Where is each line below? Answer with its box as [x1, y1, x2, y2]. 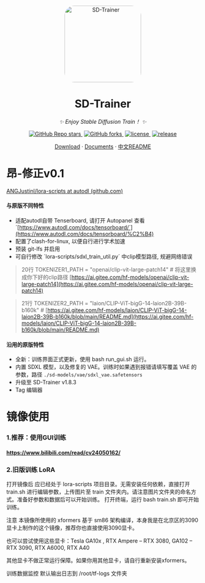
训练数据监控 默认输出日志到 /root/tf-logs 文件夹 [6, 570, 127, 577]
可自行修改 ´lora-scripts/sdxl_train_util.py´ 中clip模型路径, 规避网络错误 [15, 253, 193, 261]
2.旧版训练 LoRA [6, 465, 56, 474]
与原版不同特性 [6, 202, 44, 210]
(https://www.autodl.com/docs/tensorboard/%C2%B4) [15, 231, 154, 238]
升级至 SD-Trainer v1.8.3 [15, 379, 76, 386]
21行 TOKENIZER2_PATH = [21, 300, 89, 307]
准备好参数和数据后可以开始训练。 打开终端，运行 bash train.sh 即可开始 [17, 496, 199, 503]
